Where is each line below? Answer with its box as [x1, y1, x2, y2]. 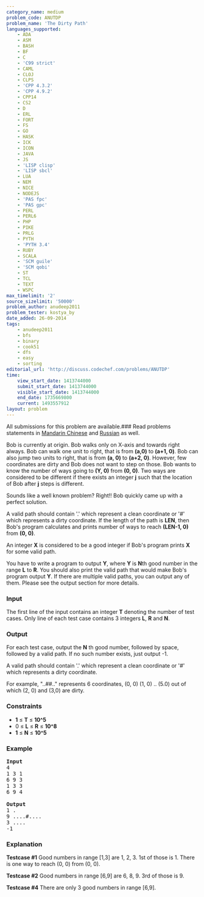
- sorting [17, 361, 43, 367]
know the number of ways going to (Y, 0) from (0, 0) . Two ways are [6, 467, 176, 474]
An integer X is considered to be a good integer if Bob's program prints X [6, 541, 190, 549]
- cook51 [17, 344, 40, 350]
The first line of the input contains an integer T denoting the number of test [6, 608, 195, 616]
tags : [6, 321, 20, 327]
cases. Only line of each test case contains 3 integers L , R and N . [6, 614, 170, 622]
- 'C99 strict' [17, 60, 56, 66]
